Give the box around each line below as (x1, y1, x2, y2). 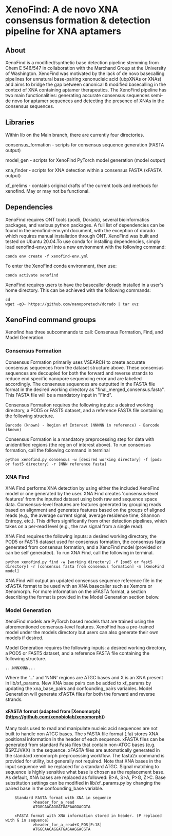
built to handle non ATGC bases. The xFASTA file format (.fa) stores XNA (5, 731, 159, 737)
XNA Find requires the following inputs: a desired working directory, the (5, 533, 157, 540)
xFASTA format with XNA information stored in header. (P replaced (14, 813, 162, 818)
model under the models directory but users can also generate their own (5, 629, 159, 636)
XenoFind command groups (5, 315, 96, 324)
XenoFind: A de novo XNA (5, 4, 119, 15)
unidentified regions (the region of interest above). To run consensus (5, 441, 151, 448)
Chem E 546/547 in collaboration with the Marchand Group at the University (5, 65, 166, 71)
